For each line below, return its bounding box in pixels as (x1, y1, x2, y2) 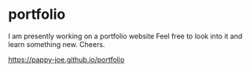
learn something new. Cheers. (8, 39, 105, 49)
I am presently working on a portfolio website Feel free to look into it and (8, 31, 243, 41)
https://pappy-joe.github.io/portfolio (8, 55, 125, 64)
